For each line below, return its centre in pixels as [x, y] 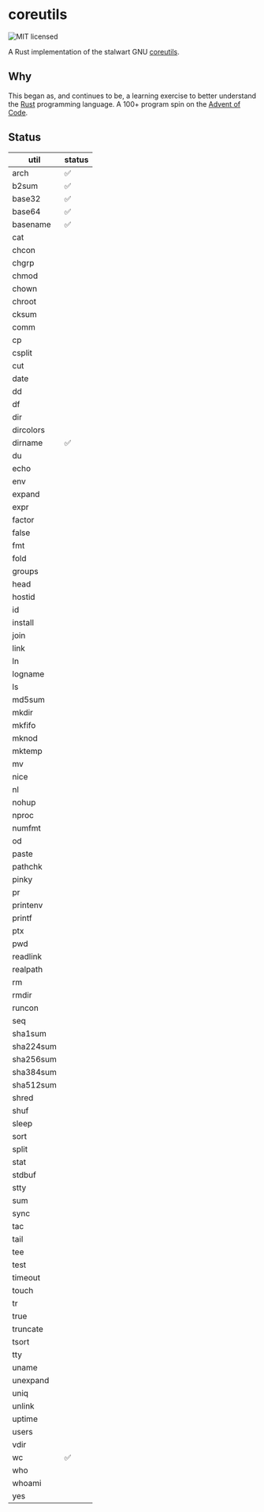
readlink [27, 956]
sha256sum [34, 1059]
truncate [28, 1329]
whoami [27, 1483]
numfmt [27, 828]
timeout [26, 1277]
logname [28, 673]
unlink [23, 1406]
